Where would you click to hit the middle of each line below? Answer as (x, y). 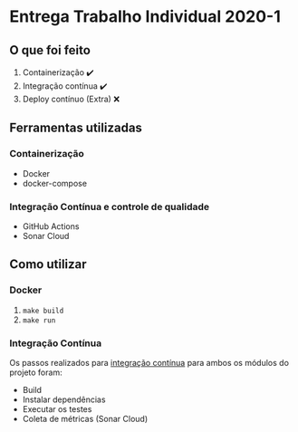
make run (39, 320)
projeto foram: (36, 372)
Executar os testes (57, 408)
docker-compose (55, 183)
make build (43, 311)
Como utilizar (48, 264)
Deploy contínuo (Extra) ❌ (71, 99)
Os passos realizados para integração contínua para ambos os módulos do (149, 362)
